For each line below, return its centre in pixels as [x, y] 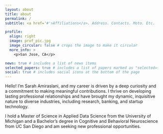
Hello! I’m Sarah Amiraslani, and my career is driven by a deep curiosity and [81, 86]
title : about [18, 14]
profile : [14, 32]
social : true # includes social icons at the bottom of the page [72, 72]
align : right [23, 36]
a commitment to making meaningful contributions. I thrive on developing [78, 91]
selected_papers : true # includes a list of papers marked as [69, 68]
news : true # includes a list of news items [51, 63]
